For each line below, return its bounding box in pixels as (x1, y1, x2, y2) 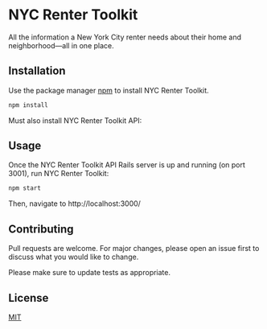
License (8, 291, 49, 305)
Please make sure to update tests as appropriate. (8, 268, 171, 278)
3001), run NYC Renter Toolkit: (8, 169, 109, 179)
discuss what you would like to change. (8, 252, 139, 262)
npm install (8, 101, 48, 109)
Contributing (8, 222, 74, 236)
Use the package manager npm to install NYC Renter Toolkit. (8, 85, 209, 95)
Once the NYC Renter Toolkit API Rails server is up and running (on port (8, 160, 245, 170)
